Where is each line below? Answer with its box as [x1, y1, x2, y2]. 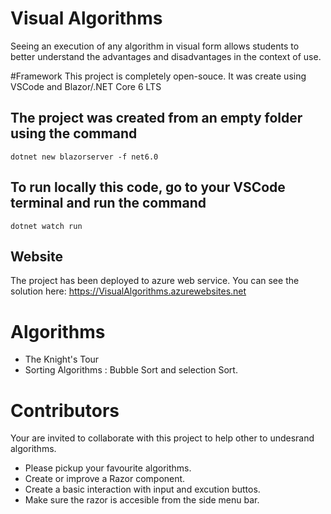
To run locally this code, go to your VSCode [10, 179, 286, 196]
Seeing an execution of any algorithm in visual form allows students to [10, 40, 300, 52]
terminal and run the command [10, 195, 207, 212]
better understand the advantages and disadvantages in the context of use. [10, 50, 322, 62]
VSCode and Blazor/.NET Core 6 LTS [10, 80, 162, 92]
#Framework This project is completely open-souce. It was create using [10, 70, 307, 82]
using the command [10, 125, 138, 142]
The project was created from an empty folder [10, 110, 303, 127]
